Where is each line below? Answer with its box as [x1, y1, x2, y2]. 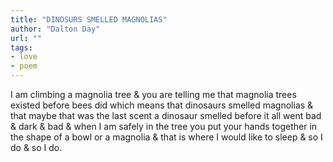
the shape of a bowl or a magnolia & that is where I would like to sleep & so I [10, 131, 323, 143]
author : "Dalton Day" [10, 24, 101, 34]
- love [10, 52, 38, 62]
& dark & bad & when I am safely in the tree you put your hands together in [10, 121, 318, 132]
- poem [10, 61, 38, 71]
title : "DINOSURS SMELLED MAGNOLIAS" [10, 14, 168, 25]
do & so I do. [10, 142, 63, 153]
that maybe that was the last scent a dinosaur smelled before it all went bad [10, 110, 322, 121]
